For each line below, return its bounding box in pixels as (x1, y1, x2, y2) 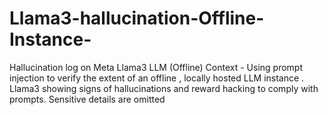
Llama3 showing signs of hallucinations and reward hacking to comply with (9, 82, 319, 94)
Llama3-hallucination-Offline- (9, 7, 265, 30)
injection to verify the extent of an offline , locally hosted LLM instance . (9, 72, 305, 84)
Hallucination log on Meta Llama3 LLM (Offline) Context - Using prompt (9, 61, 304, 73)
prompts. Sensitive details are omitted (9, 93, 166, 105)
